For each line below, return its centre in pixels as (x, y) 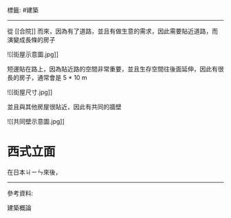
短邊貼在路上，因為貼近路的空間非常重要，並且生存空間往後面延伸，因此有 (112, 69)
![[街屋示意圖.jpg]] (33, 54)
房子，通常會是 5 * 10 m (53, 77)
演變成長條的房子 (31, 40)
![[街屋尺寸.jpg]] (30, 92)
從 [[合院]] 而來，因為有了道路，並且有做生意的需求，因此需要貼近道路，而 (113, 31)
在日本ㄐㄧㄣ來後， (34, 172)
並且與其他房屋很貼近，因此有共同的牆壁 (64, 107)
